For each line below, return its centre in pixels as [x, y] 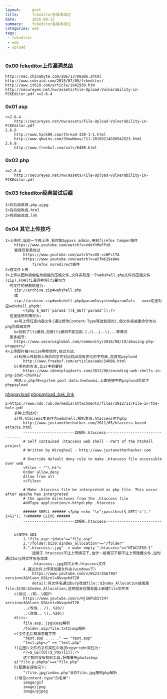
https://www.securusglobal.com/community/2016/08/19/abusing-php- [85, 342]
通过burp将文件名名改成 [26, 559]
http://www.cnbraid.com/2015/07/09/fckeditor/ [54, 81]
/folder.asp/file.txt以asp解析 [54, 629]
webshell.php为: [25, 306]
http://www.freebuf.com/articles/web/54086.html [75, 361]
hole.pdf [14, 408]
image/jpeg [34, 687]
